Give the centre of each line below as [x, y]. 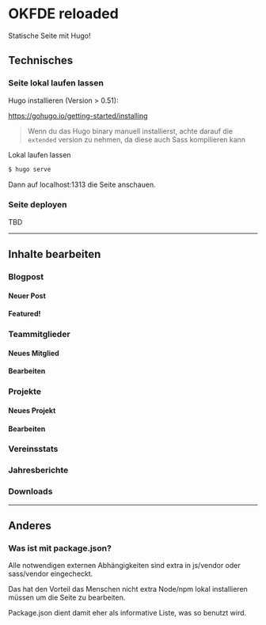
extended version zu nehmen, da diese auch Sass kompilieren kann [137, 139]
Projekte [25, 392]
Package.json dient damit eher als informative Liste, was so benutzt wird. [127, 613]
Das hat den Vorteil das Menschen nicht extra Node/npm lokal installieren [128, 589]
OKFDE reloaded [63, 14]
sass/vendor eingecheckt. [51, 574]
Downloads [30, 491]
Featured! [25, 314]
